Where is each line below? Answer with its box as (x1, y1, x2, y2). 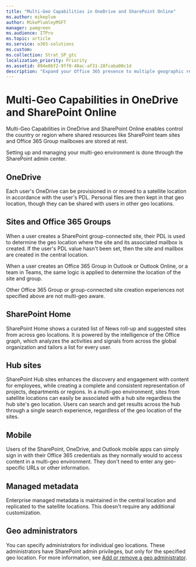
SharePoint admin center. (6, 155, 67, 163)
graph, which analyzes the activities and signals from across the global (6, 337, 177, 344)
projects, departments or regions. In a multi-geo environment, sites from (6, 388, 180, 395)
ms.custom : (6, 47, 33, 53)
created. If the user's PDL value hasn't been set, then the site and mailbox (6, 245, 184, 252)
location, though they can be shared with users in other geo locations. (6, 200, 174, 207)
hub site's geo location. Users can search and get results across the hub (6, 401, 181, 408)
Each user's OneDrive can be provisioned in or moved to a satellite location (6, 188, 187, 195)
